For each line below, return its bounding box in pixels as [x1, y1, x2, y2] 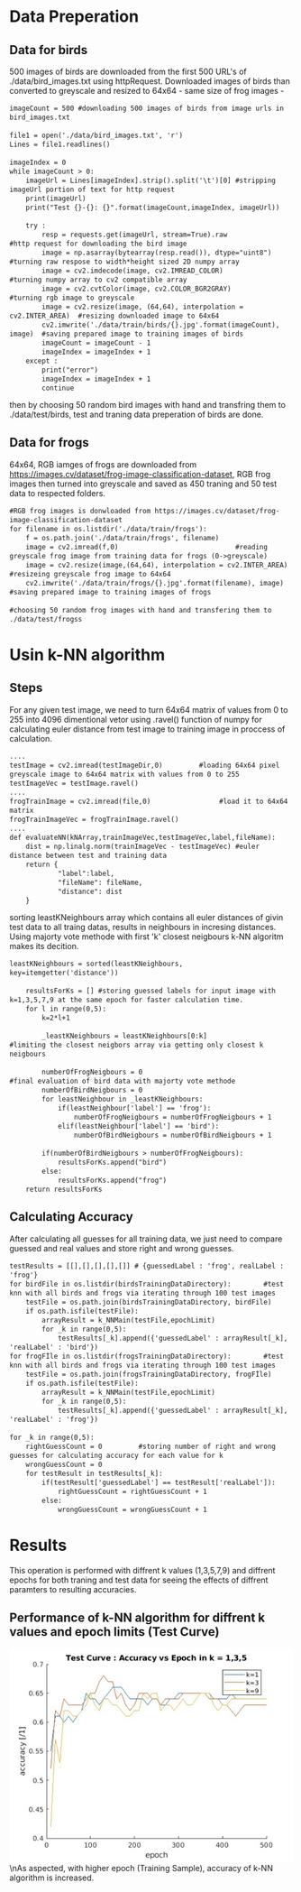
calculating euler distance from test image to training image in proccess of [9, 724, 286, 734]
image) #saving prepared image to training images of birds [9, 329, 244, 338]
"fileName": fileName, [57, 878, 143, 887]
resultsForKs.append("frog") [57, 1176, 168, 1185]
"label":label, [57, 869, 115, 878]
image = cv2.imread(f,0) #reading [25, 542, 269, 551]
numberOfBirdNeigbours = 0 [41, 1085, 143, 1094]
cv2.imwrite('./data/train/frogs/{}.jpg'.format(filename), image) [25, 578, 284, 587]
